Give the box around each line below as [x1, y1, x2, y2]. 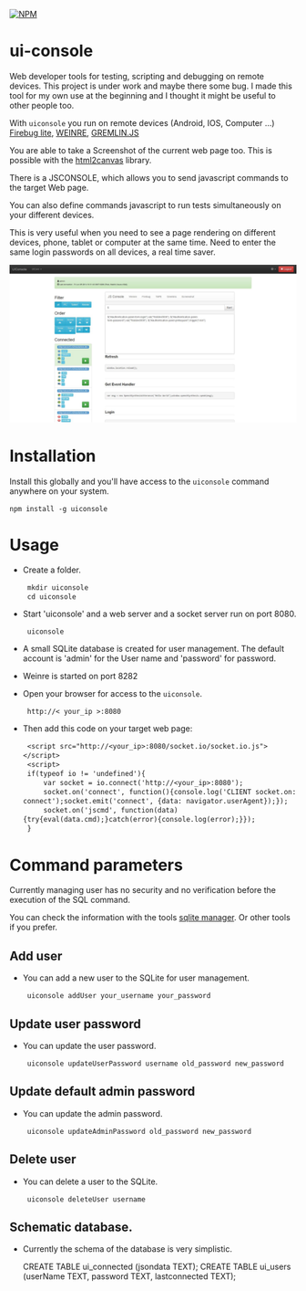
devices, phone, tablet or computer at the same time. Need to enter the [9, 236, 276, 247]
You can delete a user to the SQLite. [22, 1176, 158, 1187]
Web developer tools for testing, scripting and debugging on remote [9, 70, 264, 81]
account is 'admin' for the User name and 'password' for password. [22, 653, 277, 664]
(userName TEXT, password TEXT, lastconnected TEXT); [22, 1271, 237, 1282]
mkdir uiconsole [26, 583, 89, 593]
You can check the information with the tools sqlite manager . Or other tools [9, 912, 291, 923]
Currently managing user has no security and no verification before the [9, 885, 276, 896]
